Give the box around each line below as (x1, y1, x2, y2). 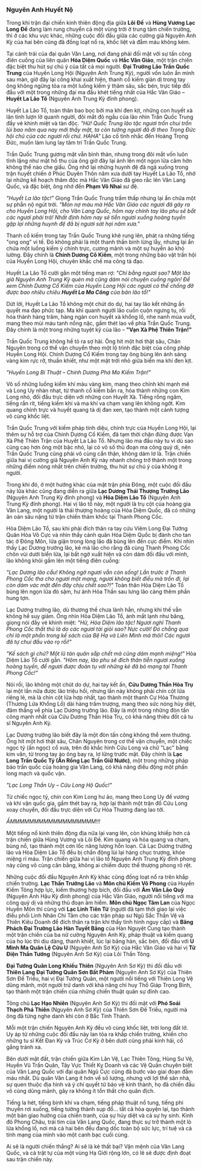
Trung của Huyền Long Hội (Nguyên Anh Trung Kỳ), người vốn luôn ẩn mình (6, 70, 195, 77)
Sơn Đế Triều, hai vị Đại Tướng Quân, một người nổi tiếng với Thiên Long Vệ (6, 975, 194, 982)
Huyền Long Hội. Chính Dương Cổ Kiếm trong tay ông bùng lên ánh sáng (6, 351, 187, 358)
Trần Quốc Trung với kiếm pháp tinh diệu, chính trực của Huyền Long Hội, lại (6, 425, 197, 432)
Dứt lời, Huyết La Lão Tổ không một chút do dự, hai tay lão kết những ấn (6, 301, 185, 308)
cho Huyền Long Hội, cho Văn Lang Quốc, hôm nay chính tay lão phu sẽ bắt (6, 207, 196, 215)
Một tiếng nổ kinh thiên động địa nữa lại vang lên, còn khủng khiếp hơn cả (6, 830, 191, 837)
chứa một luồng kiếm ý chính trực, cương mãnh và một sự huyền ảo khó (6, 245, 185, 252)
